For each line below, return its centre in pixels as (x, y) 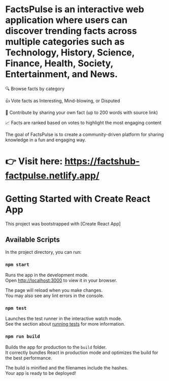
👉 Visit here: (34, 162)
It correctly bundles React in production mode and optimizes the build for (82, 353)
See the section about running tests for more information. (65, 324)
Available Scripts (32, 240)
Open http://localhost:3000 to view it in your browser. (61, 280)
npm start (17, 265)
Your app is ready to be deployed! (41, 373)
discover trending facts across (71, 31)
